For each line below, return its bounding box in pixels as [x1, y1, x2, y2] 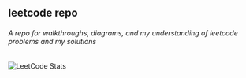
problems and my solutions [8, 36, 97, 46]
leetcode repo [8, 6, 78, 20]
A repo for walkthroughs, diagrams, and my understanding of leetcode [8, 28, 238, 38]
